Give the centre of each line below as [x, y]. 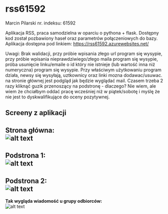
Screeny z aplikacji [36, 113]
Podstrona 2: [26, 181]
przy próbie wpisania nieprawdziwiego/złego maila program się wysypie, [82, 59]
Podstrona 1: [25, 156]
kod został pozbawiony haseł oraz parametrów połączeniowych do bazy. [81, 38]
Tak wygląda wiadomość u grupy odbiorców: [54, 201]
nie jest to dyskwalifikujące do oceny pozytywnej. [58, 97]
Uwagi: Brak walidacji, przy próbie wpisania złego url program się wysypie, [84, 53]
